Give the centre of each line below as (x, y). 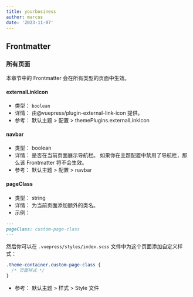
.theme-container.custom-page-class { (53, 265)
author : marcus (25, 17)
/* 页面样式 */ (28, 271)
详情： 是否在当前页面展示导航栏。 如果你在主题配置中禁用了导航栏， (98, 155)
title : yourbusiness (31, 11)
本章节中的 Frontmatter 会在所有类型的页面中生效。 (68, 78)
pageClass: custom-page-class (43, 229)
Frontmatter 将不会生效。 (57, 163)
